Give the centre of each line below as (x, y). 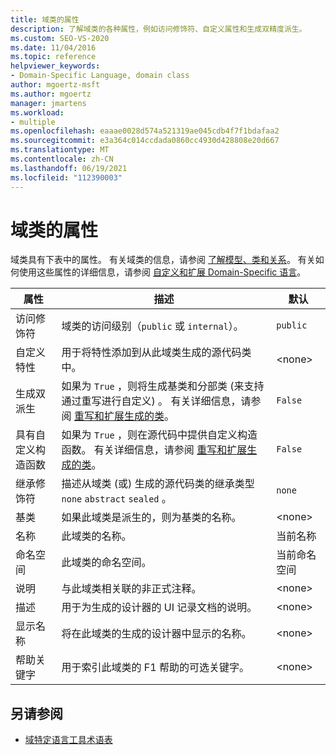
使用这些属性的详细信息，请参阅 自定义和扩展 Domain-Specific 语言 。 (162, 272)
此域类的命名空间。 (106, 563)
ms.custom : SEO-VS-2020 (60, 38)
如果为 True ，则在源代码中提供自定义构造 (159, 435)
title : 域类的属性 (45, 19)
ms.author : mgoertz (51, 94)
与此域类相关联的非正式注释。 (131, 589)
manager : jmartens (48, 103)
